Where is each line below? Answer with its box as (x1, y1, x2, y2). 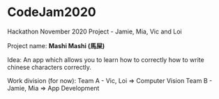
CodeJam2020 (7, 4, 96, 20)
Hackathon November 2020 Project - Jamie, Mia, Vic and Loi (7, 27, 183, 36)
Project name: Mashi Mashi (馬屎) (7, 41, 105, 49)
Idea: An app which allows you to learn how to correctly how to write (7, 55, 204, 63)
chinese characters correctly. (7, 63, 92, 71)
